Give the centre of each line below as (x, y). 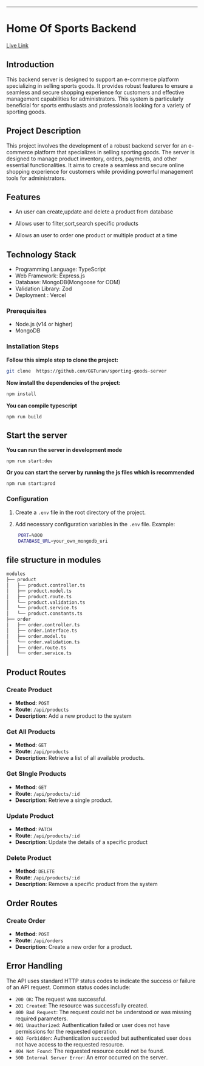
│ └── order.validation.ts (43, 642)
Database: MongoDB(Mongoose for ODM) (68, 282)
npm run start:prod (31, 484)
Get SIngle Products (36, 774)
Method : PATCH (34, 829)
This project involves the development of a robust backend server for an (97, 145)
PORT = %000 (30, 535)
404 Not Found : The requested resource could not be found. (90, 1051)
